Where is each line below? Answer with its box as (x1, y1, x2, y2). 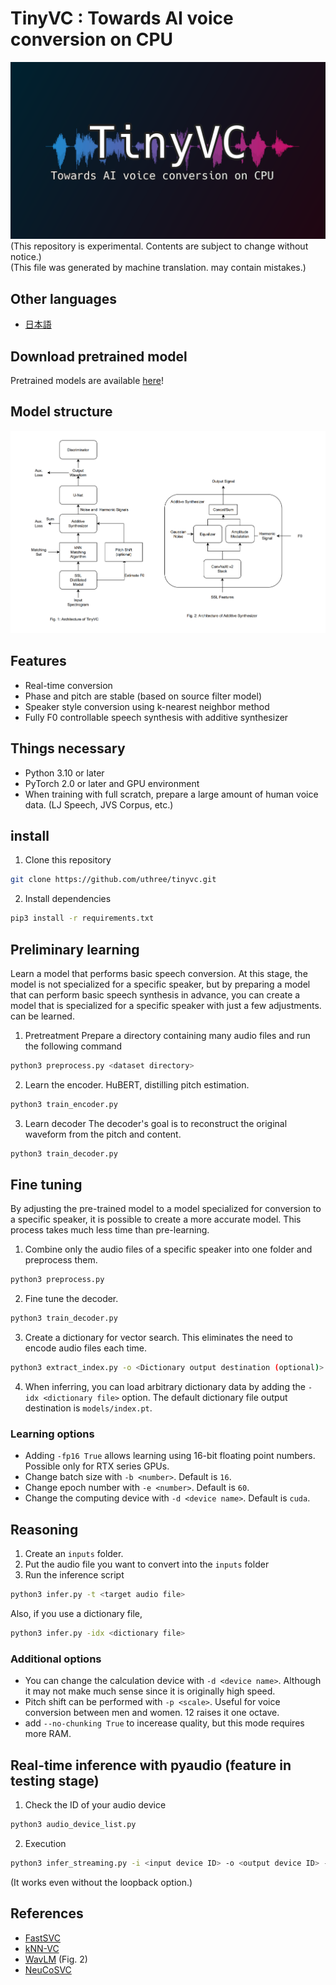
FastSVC (24, 1932, 61, 1944)
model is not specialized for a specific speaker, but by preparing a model (10, 978, 311, 991)
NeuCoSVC (24, 1963, 72, 1976)
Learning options (10, 1427, 95, 1441)
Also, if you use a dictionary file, (10, 1608, 143, 1620)
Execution (24, 1837, 67, 1849)
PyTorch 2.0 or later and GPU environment (24, 777, 200, 789)
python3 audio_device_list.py (10, 1820, 137, 1830)
